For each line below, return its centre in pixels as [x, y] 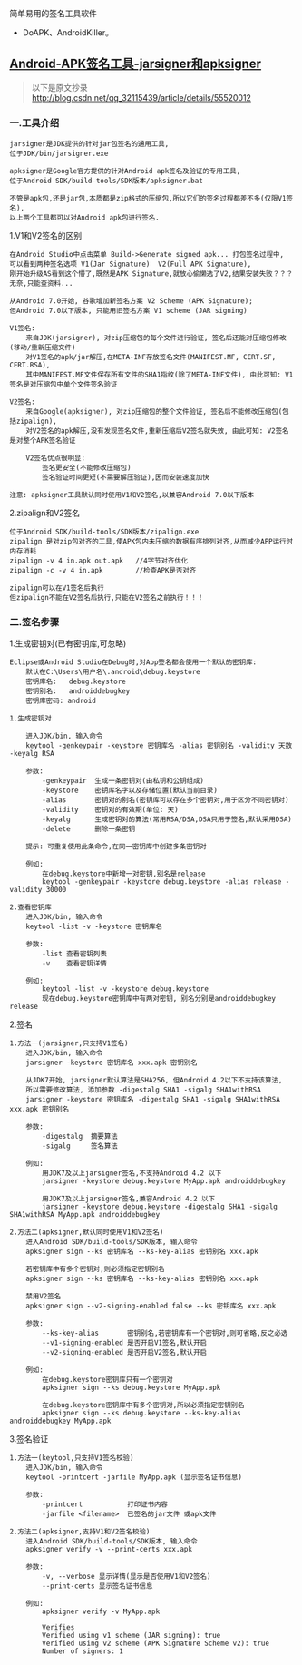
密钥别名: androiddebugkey [78, 691]
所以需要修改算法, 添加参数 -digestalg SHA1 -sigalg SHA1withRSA [143, 1090]
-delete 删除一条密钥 [89, 829]
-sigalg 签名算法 [80, 1146]
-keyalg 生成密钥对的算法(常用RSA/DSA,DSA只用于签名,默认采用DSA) [167, 819]
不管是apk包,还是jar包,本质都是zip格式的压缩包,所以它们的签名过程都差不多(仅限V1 [148, 199]
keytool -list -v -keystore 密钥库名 [94, 927]
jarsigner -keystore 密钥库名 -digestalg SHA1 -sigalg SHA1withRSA [153, 1100]
